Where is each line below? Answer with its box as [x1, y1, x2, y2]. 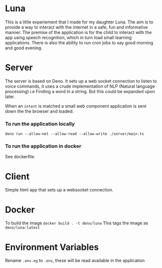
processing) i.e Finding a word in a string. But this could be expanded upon [5, 88, 155, 94]
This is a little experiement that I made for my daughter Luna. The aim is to [5, 19, 154, 25]
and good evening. [5, 45, 43, 51]
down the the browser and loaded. [5, 108, 74, 114]
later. [5, 94, 16, 99]
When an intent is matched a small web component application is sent [5, 103, 146, 109]
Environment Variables [5, 242, 99, 252]
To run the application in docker [5, 143, 81, 150]
